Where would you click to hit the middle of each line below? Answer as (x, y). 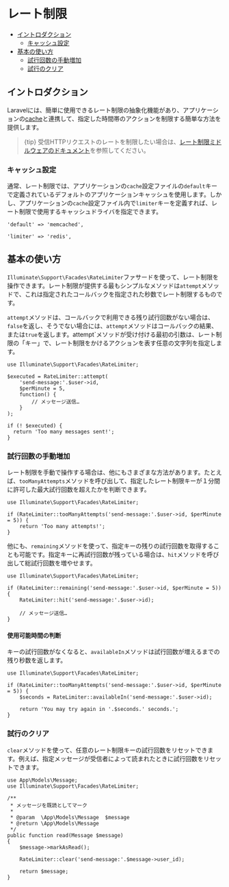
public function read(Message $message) (66, 835)
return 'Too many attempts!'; (63, 527)
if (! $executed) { (35, 425)
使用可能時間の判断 (34, 635)
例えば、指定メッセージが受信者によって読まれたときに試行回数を (111, 758)
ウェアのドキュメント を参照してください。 (90, 150)
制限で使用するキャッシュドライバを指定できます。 (91, 212)
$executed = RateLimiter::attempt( (58, 376)
